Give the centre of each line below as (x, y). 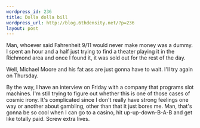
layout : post (22, 28)
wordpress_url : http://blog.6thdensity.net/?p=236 (70, 23)
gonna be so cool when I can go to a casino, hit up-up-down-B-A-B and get (99, 113)
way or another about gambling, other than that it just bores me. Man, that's (99, 106)
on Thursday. (22, 76)
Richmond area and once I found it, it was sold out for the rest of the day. (96, 58)
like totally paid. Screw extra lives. (48, 119)
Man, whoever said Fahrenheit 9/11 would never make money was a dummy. (99, 45)
